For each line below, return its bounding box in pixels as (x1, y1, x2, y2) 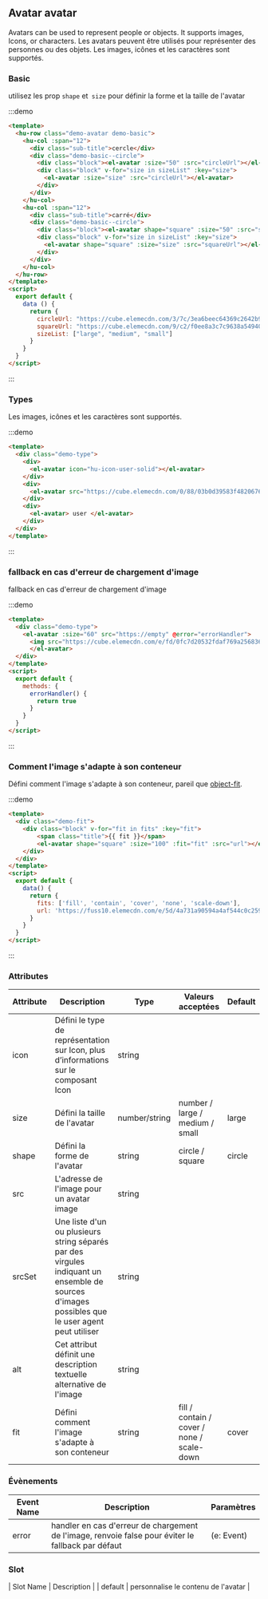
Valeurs (183, 991, 215, 1003)
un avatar (54, 1193, 90, 1205)
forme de (54, 1150, 89, 1162)
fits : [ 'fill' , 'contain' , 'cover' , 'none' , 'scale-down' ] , (37, 899, 241, 907)
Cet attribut (54, 1339, 97, 1350)
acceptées (178, 1001, 220, 1012)
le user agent (54, 1316, 104, 1328)
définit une (54, 1349, 96, 1360)
